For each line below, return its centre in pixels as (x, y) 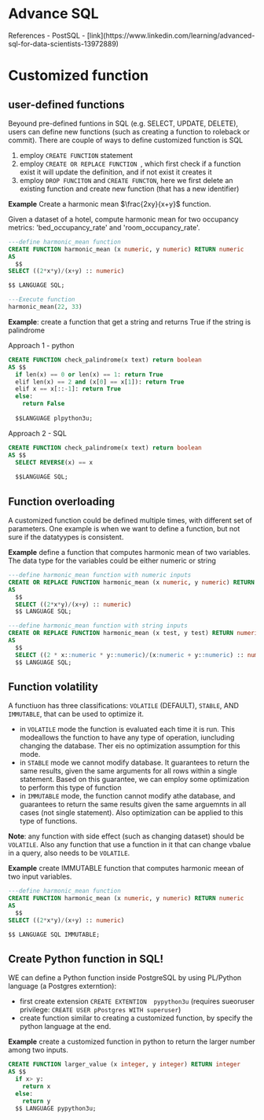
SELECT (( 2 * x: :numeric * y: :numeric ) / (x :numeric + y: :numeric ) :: (130, 655)
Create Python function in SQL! (86, 958)
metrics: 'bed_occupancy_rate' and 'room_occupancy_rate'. (104, 227)
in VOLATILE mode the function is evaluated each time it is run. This (127, 729)
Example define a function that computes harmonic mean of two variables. (130, 552)
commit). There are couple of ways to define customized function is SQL (126, 140)
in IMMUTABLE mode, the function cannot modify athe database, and (127, 796)
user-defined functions (66, 104)
